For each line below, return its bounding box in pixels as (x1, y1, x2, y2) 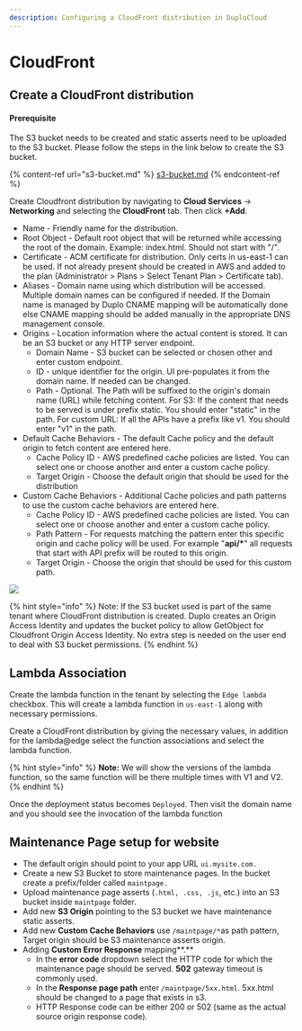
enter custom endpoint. (35, 357, 123, 368)
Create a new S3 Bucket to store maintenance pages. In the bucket (22, 868, 271, 879)
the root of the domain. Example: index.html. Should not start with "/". (22, 242, 280, 253)
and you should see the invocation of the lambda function (9, 808, 223, 819)
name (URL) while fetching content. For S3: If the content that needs (35, 395, 289, 405)
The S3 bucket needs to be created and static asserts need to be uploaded (9, 132, 288, 144)
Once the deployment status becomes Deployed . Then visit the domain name (9, 799, 292, 810)
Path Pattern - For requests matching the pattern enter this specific (35, 529, 285, 539)
